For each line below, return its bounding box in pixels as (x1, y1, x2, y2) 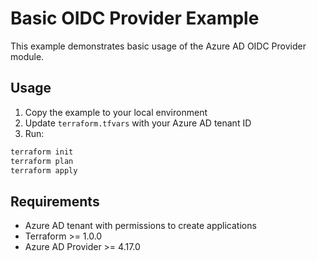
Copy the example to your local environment (24, 106, 208, 118)
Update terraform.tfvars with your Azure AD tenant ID (24, 117, 252, 129)
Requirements (10, 193, 100, 210)
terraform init (10, 147, 74, 157)
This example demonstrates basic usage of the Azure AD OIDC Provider (10, 40, 307, 52)
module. (10, 50, 45, 62)
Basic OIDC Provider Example (10, 7, 260, 30)
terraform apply (10, 165, 78, 176)
